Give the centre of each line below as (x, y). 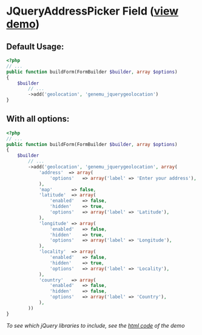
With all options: (38, 119)
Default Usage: (35, 47)
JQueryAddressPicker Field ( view (93, 11)
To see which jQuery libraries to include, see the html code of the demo (96, 325)
